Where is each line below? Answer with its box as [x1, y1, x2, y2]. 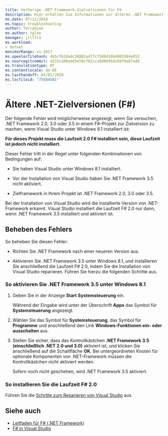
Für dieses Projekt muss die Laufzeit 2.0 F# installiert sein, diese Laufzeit [5, 136, 160, 142]
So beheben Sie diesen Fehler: [5, 238, 68, 244]
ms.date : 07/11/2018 [5, 17, 48, 22]
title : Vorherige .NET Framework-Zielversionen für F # [5, 7, 122, 13]
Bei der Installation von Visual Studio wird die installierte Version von [5, 200, 146, 206]
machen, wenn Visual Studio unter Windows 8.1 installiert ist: [5, 126, 130, 132]
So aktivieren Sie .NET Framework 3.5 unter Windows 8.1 [5, 281, 146, 288]
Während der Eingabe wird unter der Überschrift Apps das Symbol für [12, 302, 157, 308]
